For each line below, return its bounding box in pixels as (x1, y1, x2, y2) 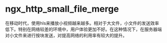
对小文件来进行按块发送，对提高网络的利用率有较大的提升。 (5, 32, 127, 38)
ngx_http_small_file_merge (5, 3, 119, 15)
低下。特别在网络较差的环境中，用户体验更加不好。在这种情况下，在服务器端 (5, 26, 162, 32)
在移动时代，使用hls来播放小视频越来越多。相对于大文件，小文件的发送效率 (5, 20, 160, 26)
